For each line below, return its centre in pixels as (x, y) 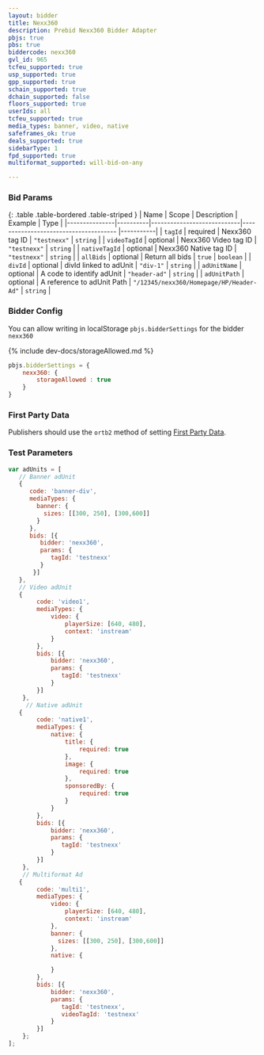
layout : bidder (33, 15)
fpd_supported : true (42, 155)
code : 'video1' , (63, 602)
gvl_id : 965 (28, 60)
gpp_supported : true (42, 82)
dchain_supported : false (49, 97)
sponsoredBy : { (89, 786)
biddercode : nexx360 (42, 52)
